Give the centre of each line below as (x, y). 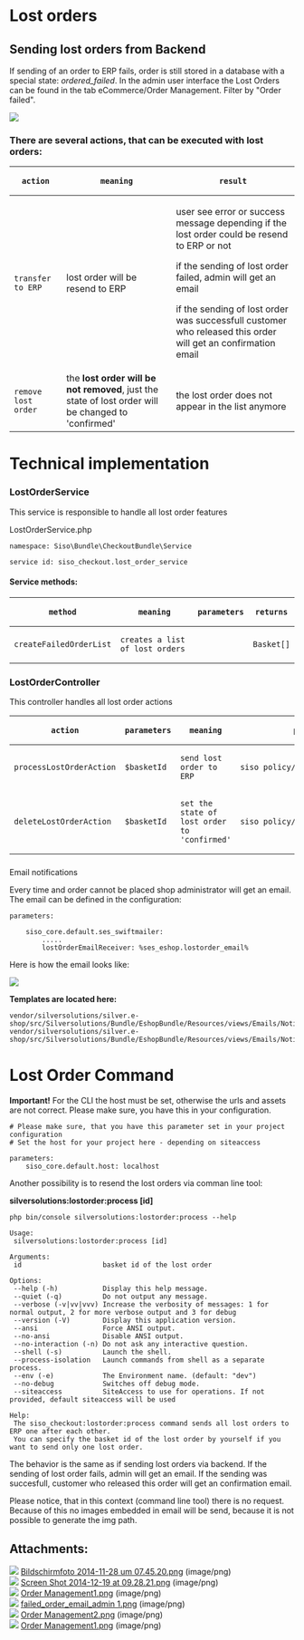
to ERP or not (204, 246)
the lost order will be (111, 379)
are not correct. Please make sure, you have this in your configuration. (140, 1110)
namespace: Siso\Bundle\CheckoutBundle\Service (101, 546)
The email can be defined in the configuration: (96, 900)
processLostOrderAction (65, 767)
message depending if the (232, 223)
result (233, 181)
